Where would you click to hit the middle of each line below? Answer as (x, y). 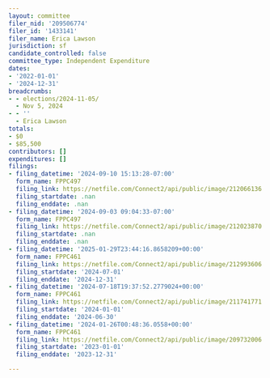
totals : (21, 129)
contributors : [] (38, 151)
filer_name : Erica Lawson (52, 38)
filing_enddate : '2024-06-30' (66, 316)
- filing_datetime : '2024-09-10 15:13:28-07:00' (92, 174)
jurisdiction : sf (38, 46)
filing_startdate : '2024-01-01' (70, 309)
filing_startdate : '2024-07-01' (70, 272)
